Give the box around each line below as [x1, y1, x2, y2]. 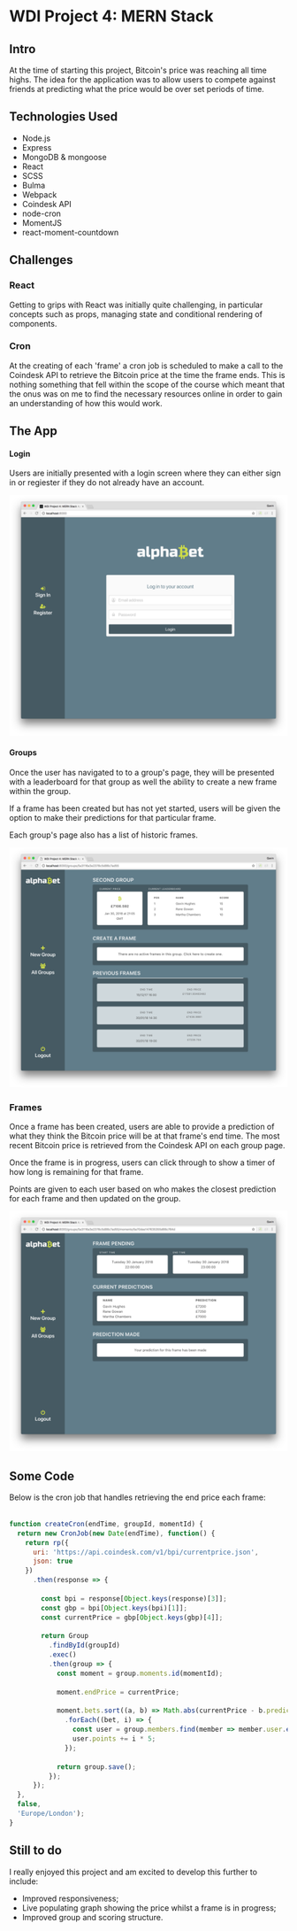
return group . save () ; [56, 1762, 137, 1772]
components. [9, 318, 57, 328]
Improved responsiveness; [21, 1893, 119, 1904]
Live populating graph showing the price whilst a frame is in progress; [21, 1902, 277, 1913]
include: [9, 1875, 39, 1887]
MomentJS [21, 217, 63, 228]
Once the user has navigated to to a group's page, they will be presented [9, 767, 275, 777]
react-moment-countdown [21, 227, 119, 237]
